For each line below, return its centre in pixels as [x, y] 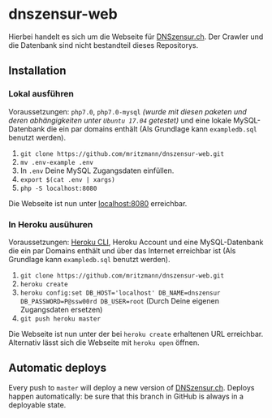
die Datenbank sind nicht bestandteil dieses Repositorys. [104, 45]
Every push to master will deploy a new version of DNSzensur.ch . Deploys [132, 387]
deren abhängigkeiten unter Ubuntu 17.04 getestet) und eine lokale [120, 120]
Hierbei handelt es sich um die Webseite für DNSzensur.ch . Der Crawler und [136, 37]
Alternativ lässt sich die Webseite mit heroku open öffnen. [104, 343]
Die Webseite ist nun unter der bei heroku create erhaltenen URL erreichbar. [136, 334]
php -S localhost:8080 [58, 188]
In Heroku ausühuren [51, 224]
